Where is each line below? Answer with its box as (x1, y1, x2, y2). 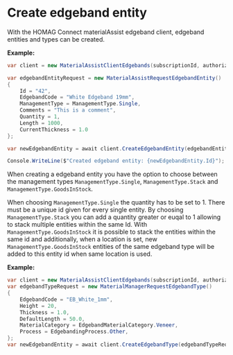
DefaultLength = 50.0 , (19, 315, 85, 322)
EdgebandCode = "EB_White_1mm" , (19, 296, 113, 303)
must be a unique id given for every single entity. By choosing (7, 206, 184, 214)
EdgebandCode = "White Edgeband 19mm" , (19, 94, 135, 101)
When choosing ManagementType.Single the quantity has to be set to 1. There (7, 198, 225, 207)
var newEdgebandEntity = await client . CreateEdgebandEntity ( (7, 145, 188, 152)
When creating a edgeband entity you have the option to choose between (7, 170, 218, 178)
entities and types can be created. (7, 35, 105, 43)
